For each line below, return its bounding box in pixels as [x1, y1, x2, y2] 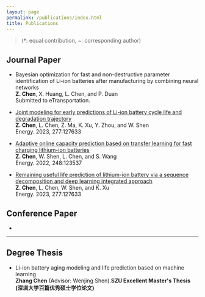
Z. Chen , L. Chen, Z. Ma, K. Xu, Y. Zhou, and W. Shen [15, 121, 149, 129]
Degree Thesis [6, 248, 63, 258]
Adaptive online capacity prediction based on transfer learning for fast [15, 140, 192, 147]
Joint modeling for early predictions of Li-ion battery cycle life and [15, 109, 182, 116]
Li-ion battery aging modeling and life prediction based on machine [15, 263, 185, 271]
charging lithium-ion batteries [15, 146, 90, 154]
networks [15, 84, 40, 91]
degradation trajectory [15, 115, 72, 123]
